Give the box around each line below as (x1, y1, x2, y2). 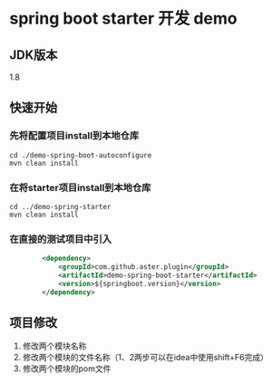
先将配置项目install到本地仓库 (9, 129, 140, 142)
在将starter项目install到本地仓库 (9, 181, 151, 194)
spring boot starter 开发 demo (9, 8, 238, 29)
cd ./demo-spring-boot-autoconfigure (9, 150, 152, 159)
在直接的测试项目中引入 (9, 233, 112, 245)
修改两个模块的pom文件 (22, 363, 112, 374)
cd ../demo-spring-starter (9, 202, 112, 211)
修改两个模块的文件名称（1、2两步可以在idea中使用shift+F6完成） (22, 352, 269, 363)
